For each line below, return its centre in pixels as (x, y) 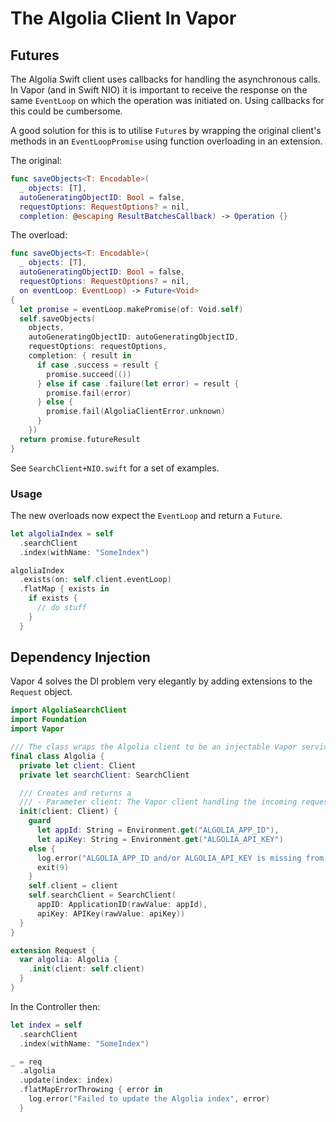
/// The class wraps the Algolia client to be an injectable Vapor (154, 747)
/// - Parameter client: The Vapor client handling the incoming (158, 802)
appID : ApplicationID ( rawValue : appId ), (122, 905)
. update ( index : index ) (66, 1080)
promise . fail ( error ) (89, 393)
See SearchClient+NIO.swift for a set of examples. (115, 468)
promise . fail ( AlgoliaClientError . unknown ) (136, 412)
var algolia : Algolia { (68, 960)
